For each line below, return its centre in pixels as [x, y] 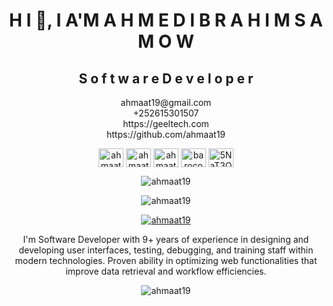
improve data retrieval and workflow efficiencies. [166, 271]
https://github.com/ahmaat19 [166, 134]
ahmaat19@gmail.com [166, 102]
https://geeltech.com [166, 123]
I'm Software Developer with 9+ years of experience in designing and [166, 239]
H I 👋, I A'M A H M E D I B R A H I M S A [166, 20]
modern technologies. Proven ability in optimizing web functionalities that [166, 260]
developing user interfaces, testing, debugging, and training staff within [166, 250]
